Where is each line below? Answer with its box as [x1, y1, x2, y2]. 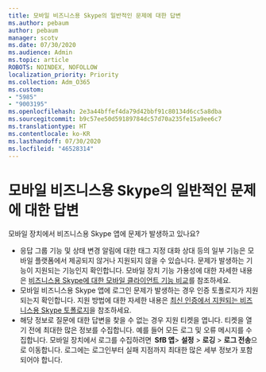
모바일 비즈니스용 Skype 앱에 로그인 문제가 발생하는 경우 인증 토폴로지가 [19, 285, 245, 295]
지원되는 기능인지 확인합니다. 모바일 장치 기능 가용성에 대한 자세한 [34, 265, 238, 275]
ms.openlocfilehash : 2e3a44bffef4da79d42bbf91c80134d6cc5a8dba [8, 108, 222, 116]
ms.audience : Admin [8, 48, 73, 56]
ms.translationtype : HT [8, 122, 87, 130]
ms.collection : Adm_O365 [8, 78, 91, 86]
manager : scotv [8, 33, 59, 42]
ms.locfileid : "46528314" [8, 145, 94, 153]
